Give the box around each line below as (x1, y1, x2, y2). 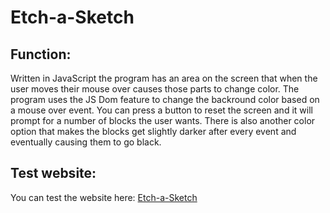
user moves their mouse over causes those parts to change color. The (10, 83, 300, 95)
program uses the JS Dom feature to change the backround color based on (10, 94, 320, 105)
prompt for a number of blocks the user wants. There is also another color (10, 115, 316, 126)
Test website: (10, 165, 97, 182)
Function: (10, 46, 72, 63)
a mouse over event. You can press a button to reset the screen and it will (10, 104, 313, 116)
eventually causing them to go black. (10, 136, 162, 148)
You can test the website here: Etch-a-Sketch (10, 191, 198, 203)
